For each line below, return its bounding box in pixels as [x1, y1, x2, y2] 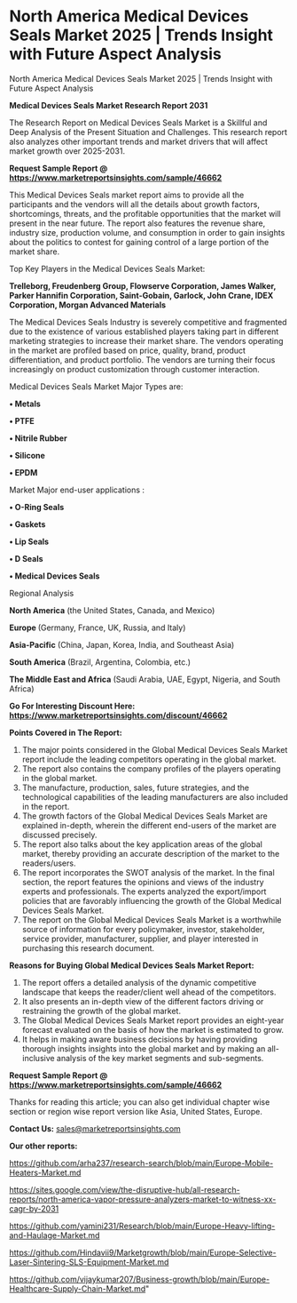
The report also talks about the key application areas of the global [21, 838, 263, 850]
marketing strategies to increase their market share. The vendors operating [9, 335, 284, 346]
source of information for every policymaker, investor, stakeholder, [21, 923, 265, 934]
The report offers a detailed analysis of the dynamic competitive [21, 977, 257, 987]
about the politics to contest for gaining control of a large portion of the [9, 236, 270, 247]
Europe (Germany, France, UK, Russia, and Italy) [9, 622, 186, 633]
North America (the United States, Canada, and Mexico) [9, 604, 215, 615]
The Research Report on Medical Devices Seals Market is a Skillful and [9, 117, 268, 128]
